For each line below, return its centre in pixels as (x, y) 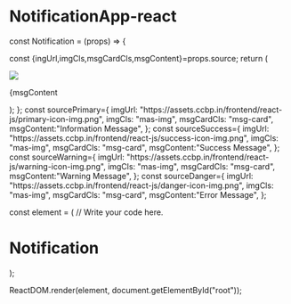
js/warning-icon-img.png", (58, 166)
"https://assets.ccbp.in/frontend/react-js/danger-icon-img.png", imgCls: (141, 185)
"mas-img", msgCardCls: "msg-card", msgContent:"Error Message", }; (138, 194)
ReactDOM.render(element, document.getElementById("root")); (125, 290)
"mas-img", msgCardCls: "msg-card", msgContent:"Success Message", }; (145, 147)
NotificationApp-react (93, 16)
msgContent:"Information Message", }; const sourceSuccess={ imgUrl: (139, 128)
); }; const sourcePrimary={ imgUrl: (73, 110)
